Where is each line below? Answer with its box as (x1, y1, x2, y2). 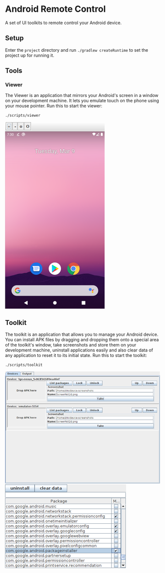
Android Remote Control (5, 3, 106, 15)
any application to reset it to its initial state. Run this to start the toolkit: (5, 352, 147, 358)
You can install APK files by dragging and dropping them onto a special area (5, 337, 159, 343)
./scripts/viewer (5, 113, 41, 118)
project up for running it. (5, 52, 55, 58)
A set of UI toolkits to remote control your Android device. (5, 20, 122, 26)
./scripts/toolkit (5, 363, 43, 368)
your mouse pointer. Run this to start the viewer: (5, 103, 103, 109)
